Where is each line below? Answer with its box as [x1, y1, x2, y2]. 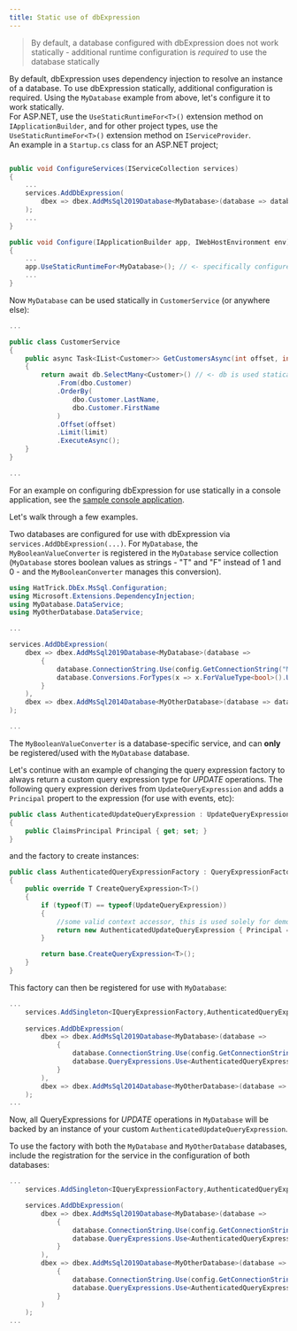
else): [9, 304, 30, 315]
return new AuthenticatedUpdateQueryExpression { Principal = [56, 925, 291, 935]
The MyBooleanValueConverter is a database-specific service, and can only [9, 737, 281, 749]
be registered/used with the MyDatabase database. [9, 747, 190, 758]
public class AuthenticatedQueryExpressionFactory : [9, 868, 208, 877]
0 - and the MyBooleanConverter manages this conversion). [9, 566, 222, 577]
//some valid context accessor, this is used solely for [56, 917, 271, 926]
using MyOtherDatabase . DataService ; [9, 608, 144, 617]
